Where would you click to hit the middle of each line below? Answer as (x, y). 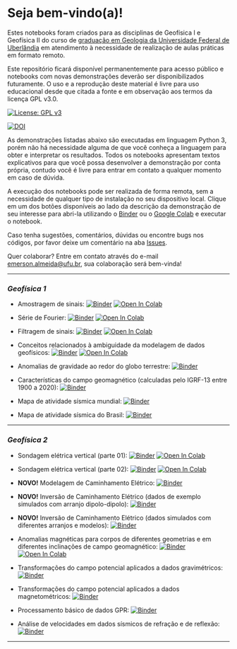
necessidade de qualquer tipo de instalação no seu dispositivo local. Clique (117, 199)
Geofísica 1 (27, 288)
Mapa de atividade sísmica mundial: (69, 402)
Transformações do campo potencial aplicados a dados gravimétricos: (120, 568)
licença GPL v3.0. (33, 99)
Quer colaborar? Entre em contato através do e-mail (83, 256)
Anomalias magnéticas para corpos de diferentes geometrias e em (114, 539)
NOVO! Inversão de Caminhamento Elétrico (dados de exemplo (109, 496)
